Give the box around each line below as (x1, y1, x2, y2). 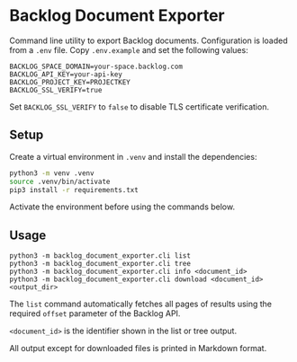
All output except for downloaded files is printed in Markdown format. (9, 343, 267, 354)
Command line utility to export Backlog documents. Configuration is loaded (9, 35, 288, 46)
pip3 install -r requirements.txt (9, 185, 139, 194)
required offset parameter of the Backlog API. (9, 308, 181, 319)
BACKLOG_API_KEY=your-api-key (9, 69, 123, 79)
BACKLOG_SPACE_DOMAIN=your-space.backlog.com (9, 62, 183, 71)
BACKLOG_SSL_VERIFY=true (9, 85, 103, 94)
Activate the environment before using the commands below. (9, 201, 236, 212)
